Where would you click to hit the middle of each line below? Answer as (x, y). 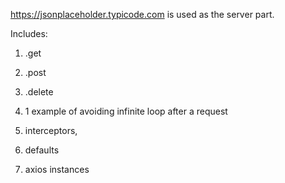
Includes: (29, 33)
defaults (42, 150)
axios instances (57, 169)
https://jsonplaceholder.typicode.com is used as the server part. (142, 14)
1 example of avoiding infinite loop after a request (126, 111)
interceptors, (51, 130)
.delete (39, 92)
